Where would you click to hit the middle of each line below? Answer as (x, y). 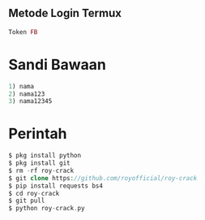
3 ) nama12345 (30, 101)
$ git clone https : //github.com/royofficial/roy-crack (103, 178)
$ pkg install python (45, 156)
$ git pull (27, 201)
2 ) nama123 (27, 94)
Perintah (38, 134)
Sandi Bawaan (58, 65)
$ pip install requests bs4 (56, 186)
